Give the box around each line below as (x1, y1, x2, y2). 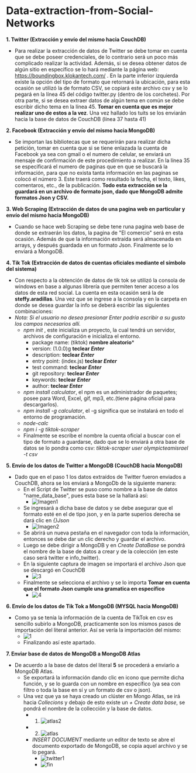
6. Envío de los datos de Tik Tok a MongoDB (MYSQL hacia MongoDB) (6, 602, 178, 609)
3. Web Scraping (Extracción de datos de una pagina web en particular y (6, 205, 185, 212)
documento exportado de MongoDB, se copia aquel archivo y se (32, 742, 188, 749)
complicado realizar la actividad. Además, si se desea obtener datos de (14, 60, 187, 67)
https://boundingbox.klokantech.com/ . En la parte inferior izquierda (14, 72, 178, 79)
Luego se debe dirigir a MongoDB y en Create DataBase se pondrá (23, 541, 185, 548)
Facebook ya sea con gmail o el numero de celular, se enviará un (14, 150, 171, 157)
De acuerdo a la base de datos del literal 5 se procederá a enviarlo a (14, 661, 180, 668)
